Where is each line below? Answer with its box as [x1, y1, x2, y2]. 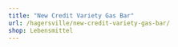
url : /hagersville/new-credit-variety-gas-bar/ [8, 19, 171, 27]
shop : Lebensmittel [8, 26, 74, 34]
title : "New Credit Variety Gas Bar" [8, 11, 135, 20]
